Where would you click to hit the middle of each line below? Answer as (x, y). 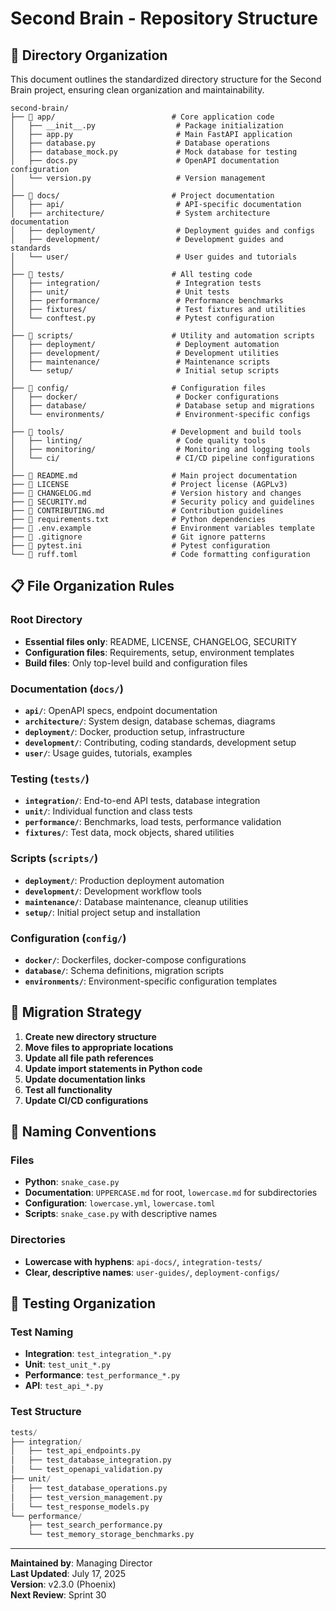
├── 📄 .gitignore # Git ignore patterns (138, 537)
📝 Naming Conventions (83, 1132)
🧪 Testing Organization (83, 1303)
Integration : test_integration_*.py (98, 1354)
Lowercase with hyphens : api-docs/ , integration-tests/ (143, 1261)
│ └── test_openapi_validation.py (86, 1470)
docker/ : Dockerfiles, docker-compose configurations (135, 959)
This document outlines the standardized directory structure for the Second (166, 79)
